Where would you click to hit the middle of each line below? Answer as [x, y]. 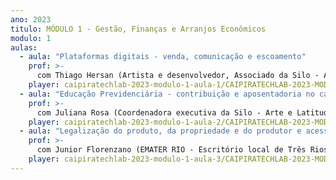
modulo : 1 [31, 38]
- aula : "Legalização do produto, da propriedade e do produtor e [160, 131]
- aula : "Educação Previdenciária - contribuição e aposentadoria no [167, 94]
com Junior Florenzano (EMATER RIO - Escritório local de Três [171, 150]
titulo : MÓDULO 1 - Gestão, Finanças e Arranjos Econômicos [138, 29]
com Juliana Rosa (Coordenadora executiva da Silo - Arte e [164, 112]
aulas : [24, 47]
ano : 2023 [31, 19]
